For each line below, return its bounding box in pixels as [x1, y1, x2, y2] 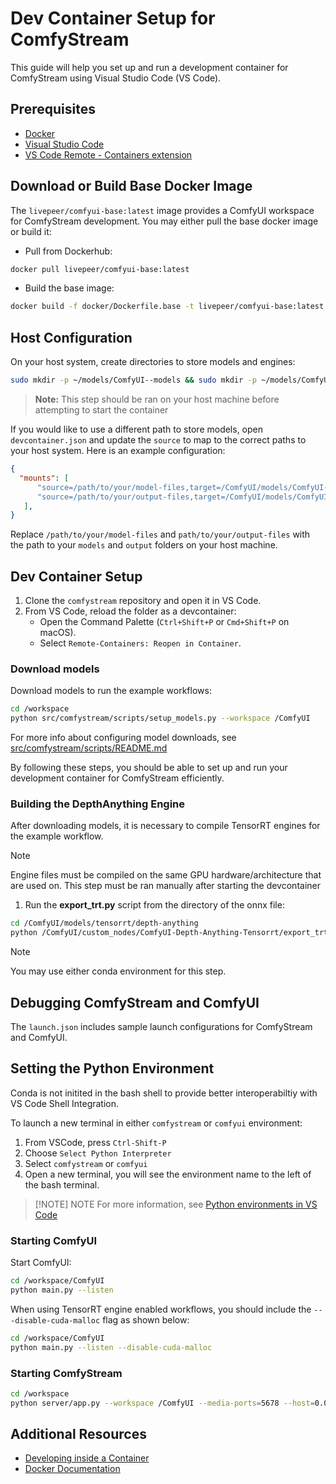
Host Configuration [10, 329, 133, 346]
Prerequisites [10, 101, 96, 118]
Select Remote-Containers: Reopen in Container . [39, 637, 242, 649]
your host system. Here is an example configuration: [10, 445, 226, 456]
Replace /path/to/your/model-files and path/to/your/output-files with [10, 528, 311, 541]
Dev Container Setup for [10, 7, 216, 30]
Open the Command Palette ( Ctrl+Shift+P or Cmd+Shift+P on [39, 616, 290, 628]
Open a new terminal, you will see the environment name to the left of [24, 1168, 312, 1180]
